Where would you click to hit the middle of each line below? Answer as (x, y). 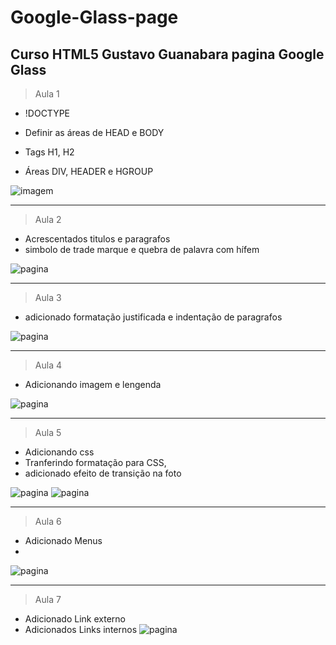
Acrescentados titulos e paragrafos (97, 239)
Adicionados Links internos (81, 629)
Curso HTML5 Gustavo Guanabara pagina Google (167, 54)
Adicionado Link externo (75, 619)
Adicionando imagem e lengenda (93, 384)
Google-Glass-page (94, 17)
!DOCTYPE (47, 113)
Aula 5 (48, 432)
